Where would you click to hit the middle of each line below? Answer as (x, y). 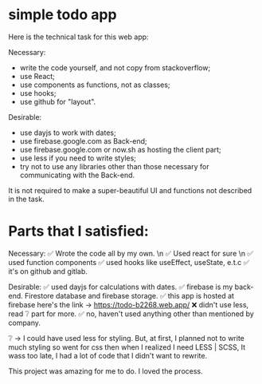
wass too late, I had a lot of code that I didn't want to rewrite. (108, 355)
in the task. (27, 199)
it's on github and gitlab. (48, 271)
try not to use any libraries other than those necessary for (114, 166)
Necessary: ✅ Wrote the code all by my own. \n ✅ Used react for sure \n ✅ (131, 253)
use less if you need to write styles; (78, 158)
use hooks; (38, 93)
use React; (37, 76)
